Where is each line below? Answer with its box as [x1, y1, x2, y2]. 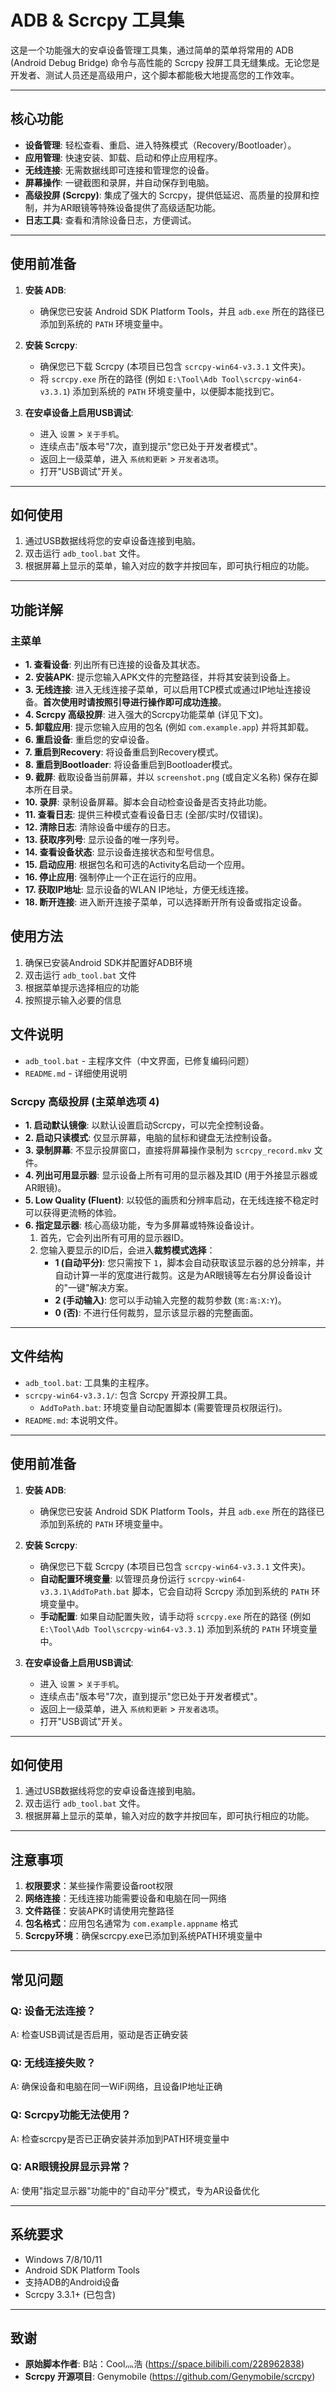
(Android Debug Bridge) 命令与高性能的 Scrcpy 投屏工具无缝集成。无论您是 [10, 56, 320, 68]
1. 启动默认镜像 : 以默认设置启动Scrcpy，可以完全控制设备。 [24, 1119, 270, 1131]
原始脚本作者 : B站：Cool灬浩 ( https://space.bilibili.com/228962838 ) [24, 2358, 305, 2370]
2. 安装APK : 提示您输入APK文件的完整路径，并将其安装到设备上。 [24, 671, 296, 683]
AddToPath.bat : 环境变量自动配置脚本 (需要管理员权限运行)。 [39, 1401, 288, 1413]
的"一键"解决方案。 [54, 1281, 134, 1293]
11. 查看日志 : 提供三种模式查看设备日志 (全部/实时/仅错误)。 [24, 809, 268, 821]
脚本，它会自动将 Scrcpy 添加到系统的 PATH [131, 1585, 310, 1597]
